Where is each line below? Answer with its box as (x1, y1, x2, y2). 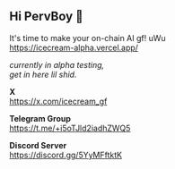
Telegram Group (9, 113, 72, 123)
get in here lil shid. (9, 69, 77, 80)
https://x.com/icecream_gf (9, 96, 108, 106)
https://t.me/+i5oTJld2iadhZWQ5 (9, 123, 131, 133)
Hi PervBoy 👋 (9, 9, 83, 24)
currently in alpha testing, (9, 59, 105, 70)
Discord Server (9, 139, 67, 150)
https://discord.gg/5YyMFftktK (9, 149, 123, 160)
